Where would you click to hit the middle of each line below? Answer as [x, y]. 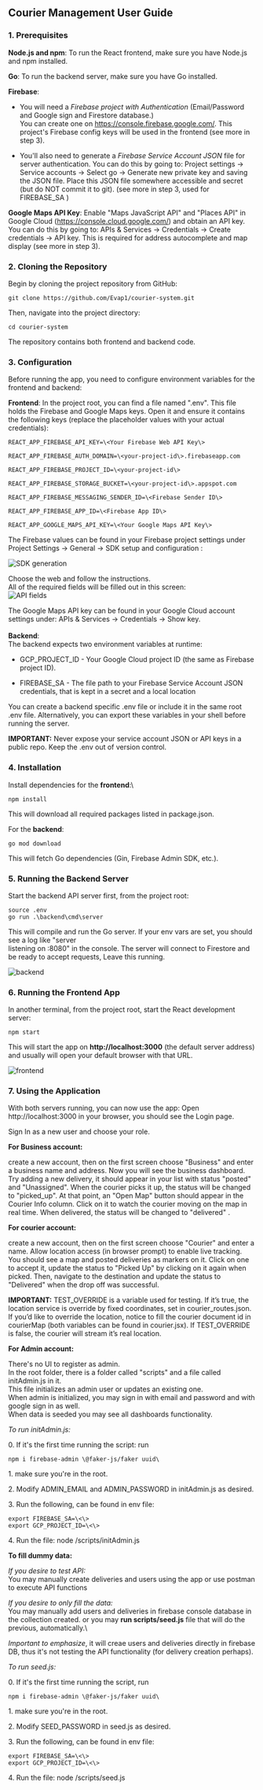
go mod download [35, 843]
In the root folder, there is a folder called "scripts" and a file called [115, 1372]
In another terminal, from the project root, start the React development [122, 1010]
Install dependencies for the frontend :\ [71, 785]
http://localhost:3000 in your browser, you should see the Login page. [121, 1116]
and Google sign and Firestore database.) [87, 115]
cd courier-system [38, 327]
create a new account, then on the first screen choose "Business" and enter [131, 1162]
